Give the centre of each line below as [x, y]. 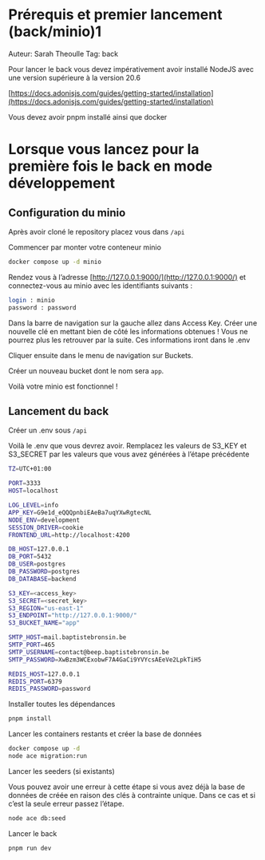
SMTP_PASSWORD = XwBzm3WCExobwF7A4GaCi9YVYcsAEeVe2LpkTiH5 [105, 660]
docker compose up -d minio [55, 262]
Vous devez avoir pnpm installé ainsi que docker [88, 116]
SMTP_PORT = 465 [32, 645]
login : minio [32, 300]
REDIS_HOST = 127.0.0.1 [44, 674]
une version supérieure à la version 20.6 [75, 77]
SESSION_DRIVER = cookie [46, 527]
